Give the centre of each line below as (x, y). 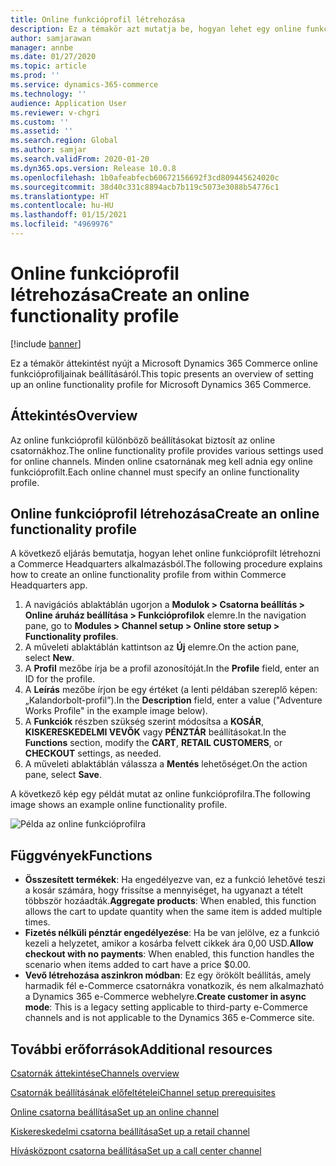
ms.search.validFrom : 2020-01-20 (80, 159)
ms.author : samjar (48, 150)
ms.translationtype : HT (60, 196)
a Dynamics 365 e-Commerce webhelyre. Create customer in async (165, 997)
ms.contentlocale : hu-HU (62, 206)
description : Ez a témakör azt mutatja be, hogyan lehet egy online (156, 29)
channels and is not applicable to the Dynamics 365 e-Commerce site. (169, 1018)
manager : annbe (42, 47)
